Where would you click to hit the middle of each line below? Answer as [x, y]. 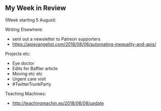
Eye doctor [23, 63]
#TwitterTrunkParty [32, 84]
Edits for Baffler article [35, 68]
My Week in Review [36, 8]
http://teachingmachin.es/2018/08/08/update [58, 103]
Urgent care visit [29, 79]
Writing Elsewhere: [24, 29]
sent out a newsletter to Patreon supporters [56, 39]
